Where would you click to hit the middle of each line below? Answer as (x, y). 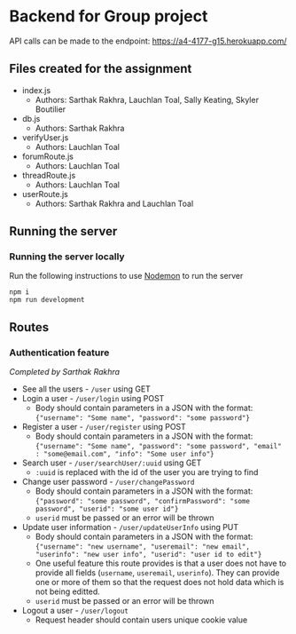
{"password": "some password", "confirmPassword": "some (143, 502)
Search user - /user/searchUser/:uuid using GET (112, 463)
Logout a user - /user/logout (75, 611)
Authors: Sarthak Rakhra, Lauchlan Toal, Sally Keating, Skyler (147, 99)
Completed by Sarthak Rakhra (65, 372)
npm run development (47, 300)
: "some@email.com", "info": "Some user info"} (125, 455)
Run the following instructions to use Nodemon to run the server (126, 276)
